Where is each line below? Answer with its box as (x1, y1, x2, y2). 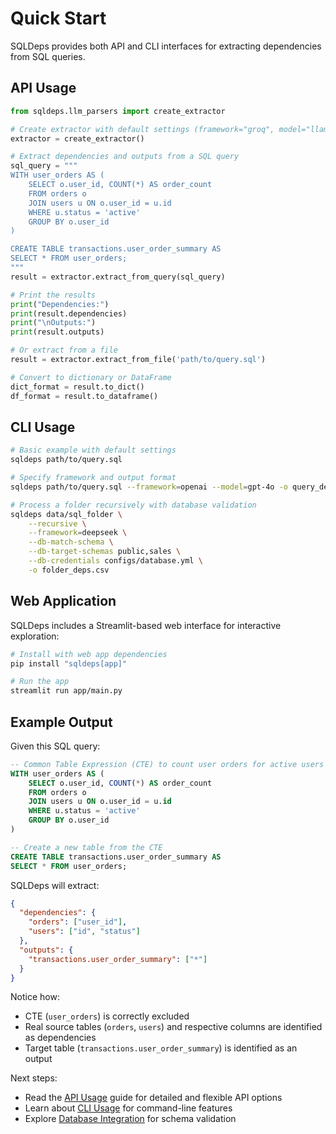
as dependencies (24, 1032, 97, 1044)
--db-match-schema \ (28, 537, 114, 547)
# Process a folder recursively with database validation (10, 500, 257, 510)
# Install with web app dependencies (10, 649, 168, 659)
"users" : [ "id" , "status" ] (28, 927, 141, 937)
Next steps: (10, 1072, 58, 1084)
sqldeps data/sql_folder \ (10, 509, 123, 519)
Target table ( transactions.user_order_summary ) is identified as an (24, 1042, 298, 1054)
